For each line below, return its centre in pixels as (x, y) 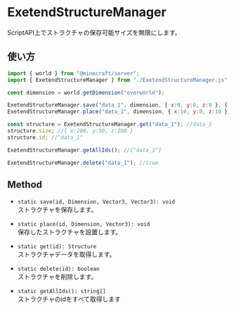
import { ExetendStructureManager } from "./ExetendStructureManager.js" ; (119, 80)
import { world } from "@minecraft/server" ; (73, 73)
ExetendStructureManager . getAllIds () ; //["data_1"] (84, 150)
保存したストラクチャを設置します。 (70, 232)
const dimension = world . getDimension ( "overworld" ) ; (86, 93)
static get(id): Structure (57, 247)
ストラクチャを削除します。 (57, 277)
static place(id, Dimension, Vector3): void (84, 224)
